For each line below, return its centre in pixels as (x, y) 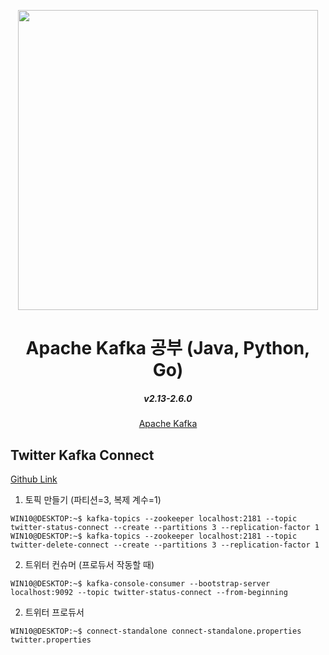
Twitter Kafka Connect (82, 455)
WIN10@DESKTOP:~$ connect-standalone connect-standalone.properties (156, 631)
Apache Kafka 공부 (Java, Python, (168, 348)
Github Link (34, 479)
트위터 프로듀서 (54, 612)
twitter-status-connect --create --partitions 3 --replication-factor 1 (165, 527)
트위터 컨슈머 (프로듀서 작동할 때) (89, 564)
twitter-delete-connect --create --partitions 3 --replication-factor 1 (165, 545)
